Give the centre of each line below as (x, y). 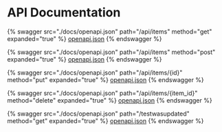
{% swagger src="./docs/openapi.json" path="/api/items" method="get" (110, 31)
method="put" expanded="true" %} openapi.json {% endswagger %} (106, 79)
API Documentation (64, 13)
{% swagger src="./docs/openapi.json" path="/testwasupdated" (99, 114)
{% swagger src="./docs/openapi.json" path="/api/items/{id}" (95, 72)
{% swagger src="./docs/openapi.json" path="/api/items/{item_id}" (102, 93)
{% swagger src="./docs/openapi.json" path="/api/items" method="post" (111, 52)
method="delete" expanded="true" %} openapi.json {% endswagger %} (110, 100)
